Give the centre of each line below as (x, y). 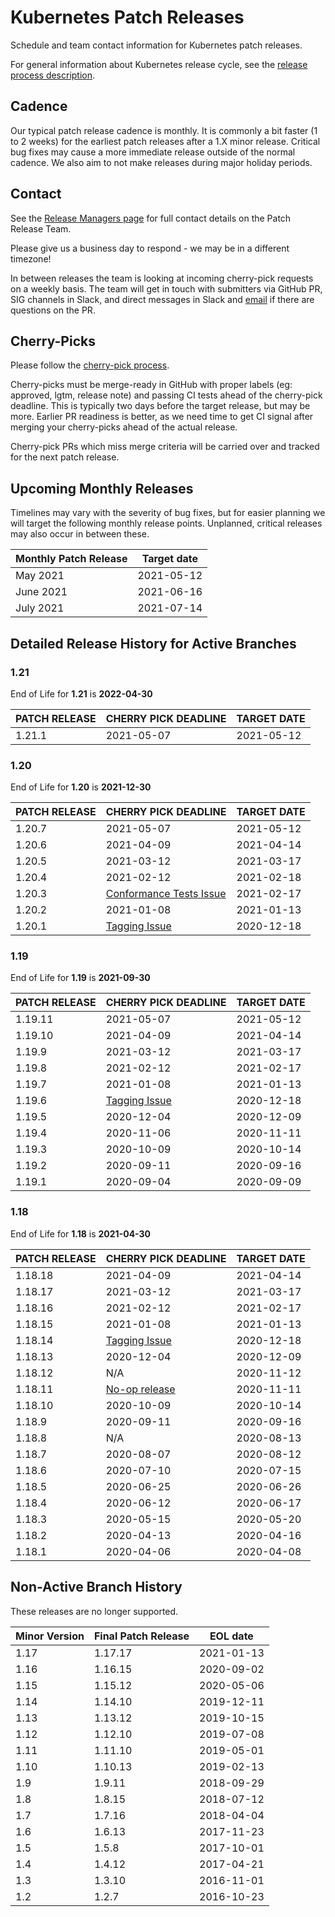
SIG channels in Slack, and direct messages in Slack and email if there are (162, 299)
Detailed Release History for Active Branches (153, 643)
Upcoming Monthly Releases (102, 488)
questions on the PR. (53, 310)
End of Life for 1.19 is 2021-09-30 (80, 978)
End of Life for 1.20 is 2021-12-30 (81, 787)
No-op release (140, 1389)
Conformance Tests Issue (166, 894)
